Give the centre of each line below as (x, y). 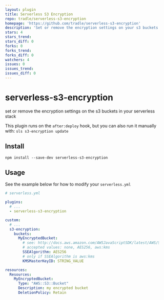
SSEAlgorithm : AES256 (45, 252)
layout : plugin (20, 10)
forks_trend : (18, 50)
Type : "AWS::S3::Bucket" (43, 284)
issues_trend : (20, 69)
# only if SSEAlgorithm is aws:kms (59, 256)
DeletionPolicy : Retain (42, 293)
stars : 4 (14, 32)
